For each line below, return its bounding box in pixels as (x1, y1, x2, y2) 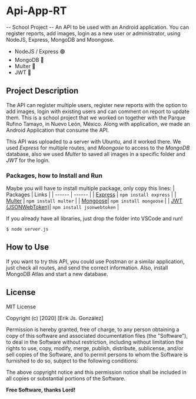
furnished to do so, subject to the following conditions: (6, 357, 138, 364)
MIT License (6, 303, 36, 310)
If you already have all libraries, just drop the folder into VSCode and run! (6, 215, 183, 222)
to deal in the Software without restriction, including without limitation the (6, 338, 184, 345)
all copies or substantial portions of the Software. (6, 375, 125, 382)
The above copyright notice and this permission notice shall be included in (6, 368, 187, 375)
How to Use (6, 242, 49, 252)
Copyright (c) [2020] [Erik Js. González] (6, 314, 104, 321)
